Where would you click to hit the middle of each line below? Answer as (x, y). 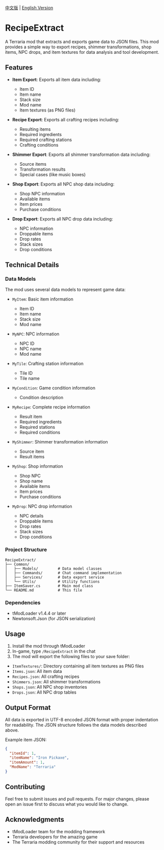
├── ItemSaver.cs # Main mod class (49, 586)
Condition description (41, 398)
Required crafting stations (46, 140)
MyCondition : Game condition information (54, 388)
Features (19, 68)
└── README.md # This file (44, 590)
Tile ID (26, 373)
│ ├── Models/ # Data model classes (54, 569)
